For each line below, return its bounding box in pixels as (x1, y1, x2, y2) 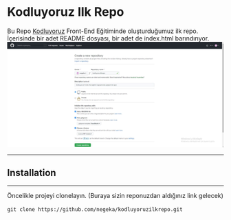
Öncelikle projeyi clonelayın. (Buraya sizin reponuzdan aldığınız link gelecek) (7, 192, 223, 200)
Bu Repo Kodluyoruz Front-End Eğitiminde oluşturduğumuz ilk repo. (7, 27, 199, 35)
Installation (7, 166, 56, 179)
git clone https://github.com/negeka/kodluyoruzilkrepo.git (7, 206, 184, 213)
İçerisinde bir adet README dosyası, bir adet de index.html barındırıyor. (7, 34, 210, 42)
